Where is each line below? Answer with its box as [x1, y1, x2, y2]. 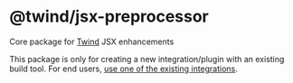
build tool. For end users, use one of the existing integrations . [9, 63, 238, 74]
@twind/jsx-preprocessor [9, 6, 210, 27]
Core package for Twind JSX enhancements [9, 36, 175, 47]
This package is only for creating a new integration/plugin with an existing [9, 53, 285, 64]
